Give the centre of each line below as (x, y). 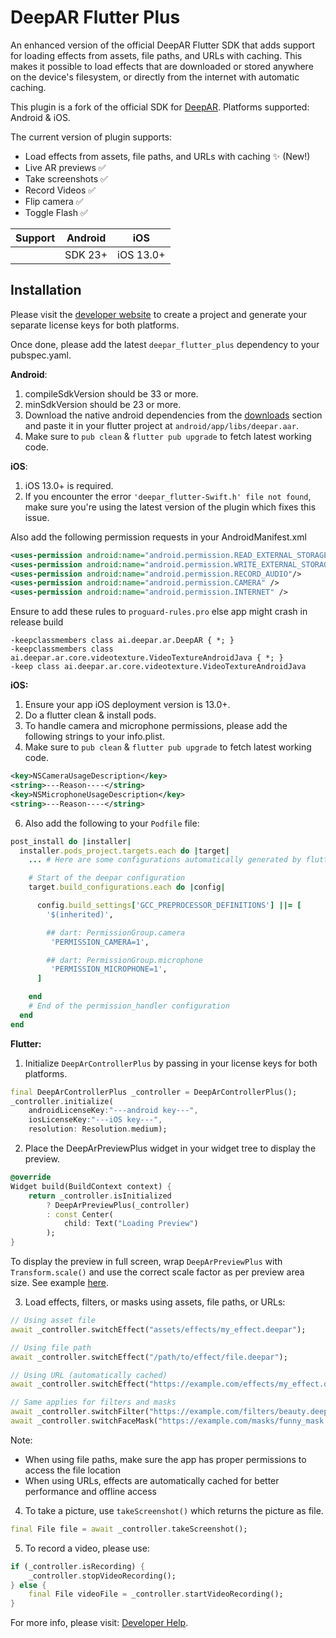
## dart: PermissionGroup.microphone (124, 960)
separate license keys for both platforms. (95, 325)
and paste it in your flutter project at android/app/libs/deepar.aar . (161, 425)
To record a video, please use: (87, 1548)
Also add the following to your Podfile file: (112, 823)
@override (31, 1177)
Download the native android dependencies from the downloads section (173, 415)
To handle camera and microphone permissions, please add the (156, 726)
